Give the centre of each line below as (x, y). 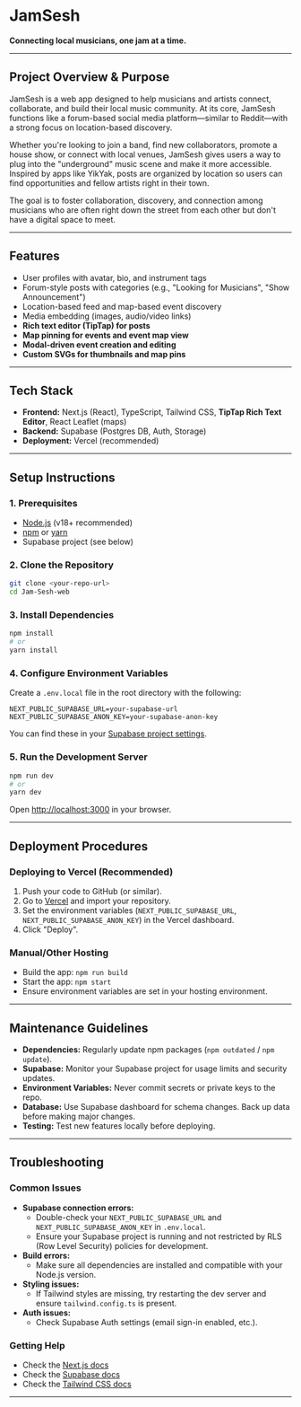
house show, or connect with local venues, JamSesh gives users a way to (145, 154)
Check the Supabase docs (71, 1375)
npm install (31, 634)
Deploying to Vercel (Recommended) (91, 872)
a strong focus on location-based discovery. (91, 128)
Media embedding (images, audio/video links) (107, 316)
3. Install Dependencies (62, 615)
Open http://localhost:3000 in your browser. (90, 810)
